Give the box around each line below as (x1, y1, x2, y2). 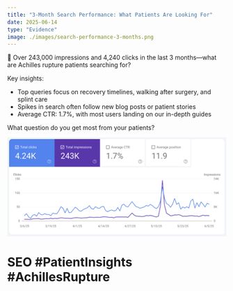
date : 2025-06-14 (7, 18, 58, 26)
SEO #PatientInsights (7, 255, 133, 270)
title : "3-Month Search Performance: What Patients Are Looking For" (7, 11, 214, 18)
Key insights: (7, 74, 44, 83)
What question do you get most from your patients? (7, 124, 155, 132)
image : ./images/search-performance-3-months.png (7, 33, 154, 40)
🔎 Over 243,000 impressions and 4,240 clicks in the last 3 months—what (7, 53, 217, 62)
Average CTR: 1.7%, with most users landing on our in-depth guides (17, 110, 212, 119)
